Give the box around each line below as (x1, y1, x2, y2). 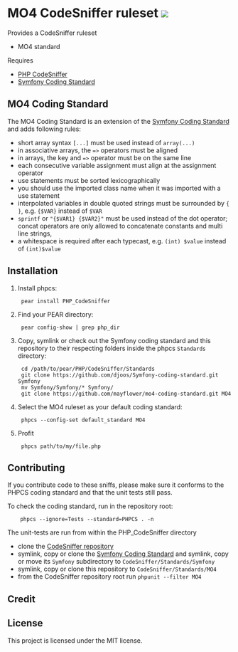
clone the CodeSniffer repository (17, 542, 114, 551)
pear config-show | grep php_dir (21, 324, 120, 331)
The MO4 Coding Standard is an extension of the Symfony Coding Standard (7, 117, 229, 125)
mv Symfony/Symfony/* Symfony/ (21, 384, 114, 391)
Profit (17, 428, 34, 437)
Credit (7, 593, 36, 605)
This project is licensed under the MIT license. (7, 636, 143, 645)
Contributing (7, 461, 65, 474)
